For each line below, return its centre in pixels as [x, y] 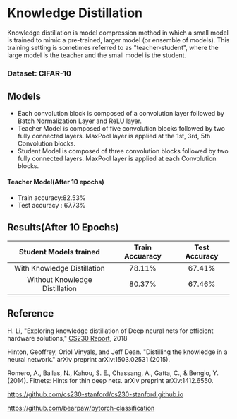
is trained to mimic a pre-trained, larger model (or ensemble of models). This [119, 40]
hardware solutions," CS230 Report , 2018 [67, 338]
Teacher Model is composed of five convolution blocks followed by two [121, 128]
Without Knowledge [60, 279]
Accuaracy [143, 256]
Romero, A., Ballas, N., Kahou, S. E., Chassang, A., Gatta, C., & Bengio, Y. [113, 373]
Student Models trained [59, 252]
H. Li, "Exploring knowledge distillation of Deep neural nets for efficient [110, 331]
